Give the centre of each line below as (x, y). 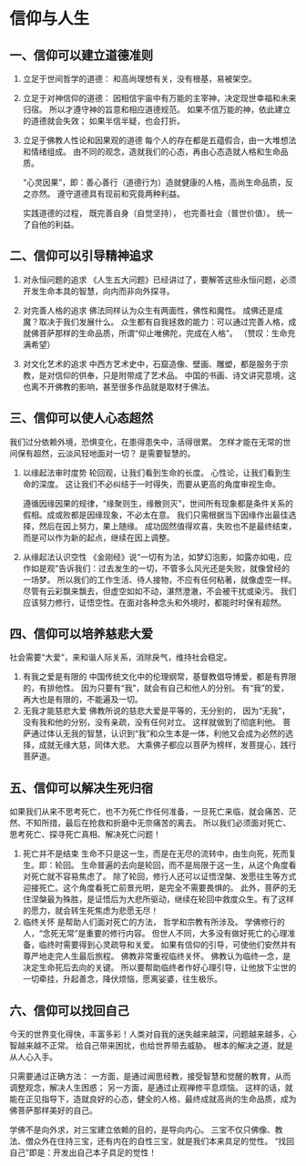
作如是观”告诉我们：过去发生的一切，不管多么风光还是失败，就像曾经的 (156, 568)
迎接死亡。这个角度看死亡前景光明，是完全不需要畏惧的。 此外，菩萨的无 (159, 888)
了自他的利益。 (51, 225)
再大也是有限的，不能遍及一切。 (82, 700)
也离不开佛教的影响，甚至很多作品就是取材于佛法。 (118, 386)
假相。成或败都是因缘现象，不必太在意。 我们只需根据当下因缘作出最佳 (155, 515)
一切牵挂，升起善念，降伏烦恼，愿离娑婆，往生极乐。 (122, 979)
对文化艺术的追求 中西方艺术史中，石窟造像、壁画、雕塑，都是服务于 (151, 363)
